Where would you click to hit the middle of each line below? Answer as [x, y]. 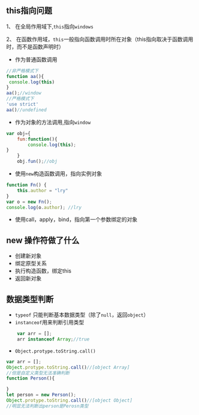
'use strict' [22, 105]
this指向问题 [29, 11]
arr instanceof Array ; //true [53, 339]
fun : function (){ [37, 139]
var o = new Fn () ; [29, 202]
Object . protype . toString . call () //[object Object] [70, 401]
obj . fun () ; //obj [37, 162]
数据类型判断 [30, 299]
